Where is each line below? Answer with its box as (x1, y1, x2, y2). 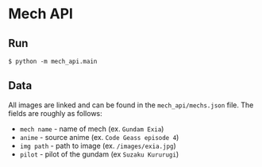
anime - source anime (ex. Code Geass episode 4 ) (19, 132, 179, 142)
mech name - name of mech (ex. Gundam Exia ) (19, 124, 164, 134)
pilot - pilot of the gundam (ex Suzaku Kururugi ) (19, 149, 179, 159)
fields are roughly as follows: (8, 108, 103, 118)
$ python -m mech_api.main (8, 57, 98, 65)
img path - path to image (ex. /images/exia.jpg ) (19, 141, 176, 150)
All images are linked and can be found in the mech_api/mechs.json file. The (8, 100, 254, 110)
